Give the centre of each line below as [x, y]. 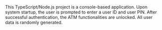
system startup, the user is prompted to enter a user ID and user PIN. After [81, 12]
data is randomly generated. [34, 22]
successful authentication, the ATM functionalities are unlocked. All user [79, 17]
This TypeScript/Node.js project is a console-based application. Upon [76, 7]
